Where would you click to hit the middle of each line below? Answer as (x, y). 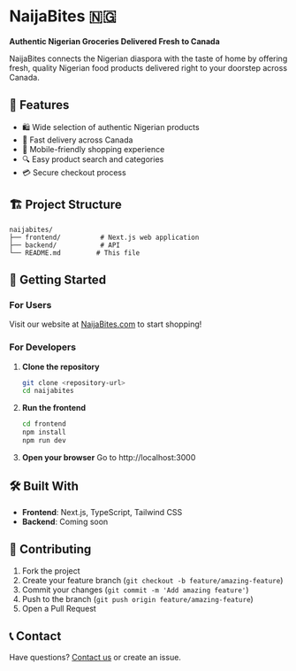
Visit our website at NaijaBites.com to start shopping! (106, 324)
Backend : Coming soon (65, 521)
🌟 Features (39, 105)
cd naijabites (48, 391)
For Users (30, 305)
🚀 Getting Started (58, 279)
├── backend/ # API (65, 245)
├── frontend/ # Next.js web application (104, 237)
